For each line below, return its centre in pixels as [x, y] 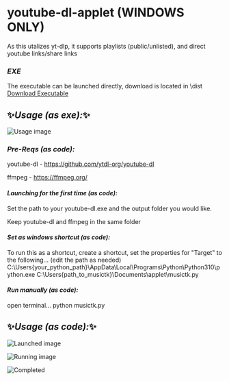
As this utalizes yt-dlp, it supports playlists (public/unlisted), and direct [107, 46]
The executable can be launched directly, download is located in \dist [105, 86]
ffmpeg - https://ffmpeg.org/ [47, 177]
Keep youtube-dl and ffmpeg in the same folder [74, 221]
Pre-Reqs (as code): [41, 149]
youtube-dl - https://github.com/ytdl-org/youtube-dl [81, 164]
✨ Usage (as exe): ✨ [49, 115]
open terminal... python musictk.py [56, 305]
